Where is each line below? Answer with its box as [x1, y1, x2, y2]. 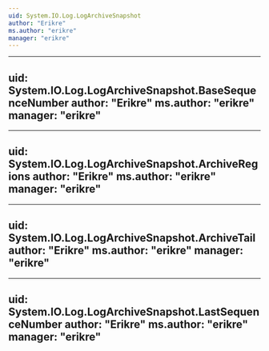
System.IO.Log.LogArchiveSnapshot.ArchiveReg [8, 158, 259, 171]
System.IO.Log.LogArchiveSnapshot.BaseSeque [8, 83, 257, 97]
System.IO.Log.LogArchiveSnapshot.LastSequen [8, 305, 260, 319]
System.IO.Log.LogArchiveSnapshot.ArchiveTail [8, 231, 256, 245]
